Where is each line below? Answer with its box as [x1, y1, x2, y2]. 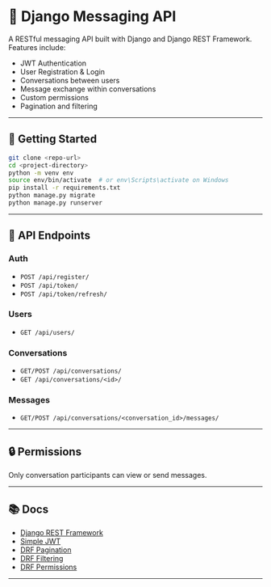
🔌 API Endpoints [8, 229, 91, 243]
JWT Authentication [19, 58, 87, 68]
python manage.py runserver [8, 199, 103, 207]
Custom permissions [19, 92, 89, 102]
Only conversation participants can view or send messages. [8, 471, 207, 480]
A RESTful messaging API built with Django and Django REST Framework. [8, 34, 252, 44]
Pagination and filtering [19, 101, 98, 111]
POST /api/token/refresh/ [19, 290, 107, 298]
